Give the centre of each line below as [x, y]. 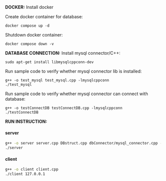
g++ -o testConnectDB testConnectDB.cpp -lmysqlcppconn [64, 108]
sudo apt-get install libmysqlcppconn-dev [49, 62]
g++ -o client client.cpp [32, 170]
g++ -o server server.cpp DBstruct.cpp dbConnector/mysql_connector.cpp [82, 143]
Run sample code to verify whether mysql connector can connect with [77, 94]
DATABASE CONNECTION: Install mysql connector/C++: [63, 53]
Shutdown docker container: [34, 35]
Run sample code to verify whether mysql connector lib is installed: [74, 71]
